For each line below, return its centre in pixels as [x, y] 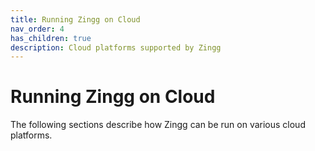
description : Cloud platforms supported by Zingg [116, 47]
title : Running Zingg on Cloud [75, 19]
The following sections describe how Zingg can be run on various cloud [158, 125]
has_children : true [51, 38]
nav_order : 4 [37, 29]
